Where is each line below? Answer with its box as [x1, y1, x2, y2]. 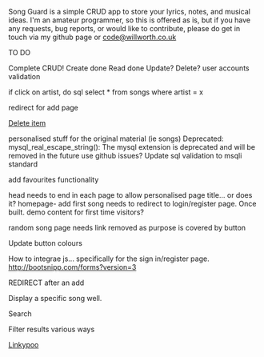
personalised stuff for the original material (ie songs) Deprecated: [8, 134, 224, 143]
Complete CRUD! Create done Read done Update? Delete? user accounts [8, 63, 250, 73]
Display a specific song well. [8, 294, 102, 303]
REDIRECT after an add [8, 278, 85, 287]
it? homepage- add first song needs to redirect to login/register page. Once [8, 199, 257, 208]
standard [8, 159, 38, 169]
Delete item [8, 118, 46, 127]
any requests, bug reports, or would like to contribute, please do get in [8, 24, 241, 33]
